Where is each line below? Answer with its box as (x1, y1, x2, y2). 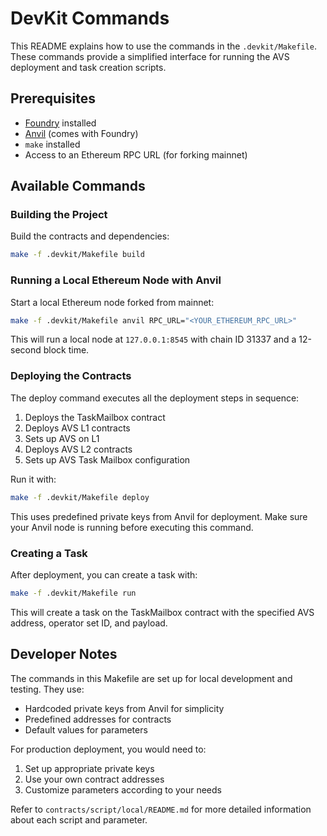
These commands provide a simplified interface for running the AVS (10, 50, 290, 62)
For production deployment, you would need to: (10, 743, 207, 755)
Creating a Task (10, 546, 88, 560)
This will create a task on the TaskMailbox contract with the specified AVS (10, 606, 315, 618)
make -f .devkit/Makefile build (10, 250, 145, 260)
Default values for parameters (24, 723, 148, 736)
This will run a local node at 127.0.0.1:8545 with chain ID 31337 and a (10, 333, 297, 346)
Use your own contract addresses (24, 773, 165, 785)
